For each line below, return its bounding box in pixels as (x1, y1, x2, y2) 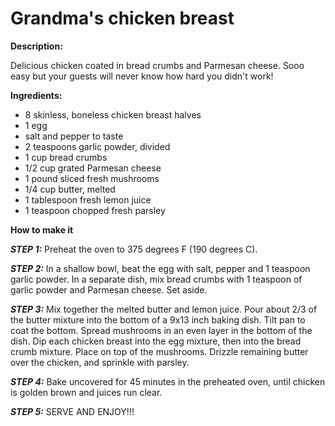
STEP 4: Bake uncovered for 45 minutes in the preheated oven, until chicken (10, 375, 326, 387)
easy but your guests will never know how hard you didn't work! (10, 70, 274, 82)
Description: (10, 40, 63, 52)
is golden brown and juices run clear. (10, 386, 163, 398)
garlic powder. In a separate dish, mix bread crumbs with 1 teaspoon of (10, 273, 303, 285)
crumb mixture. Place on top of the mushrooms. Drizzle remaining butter (10, 345, 309, 357)
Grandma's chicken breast (10, 7, 235, 30)
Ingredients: (10, 89, 63, 101)
